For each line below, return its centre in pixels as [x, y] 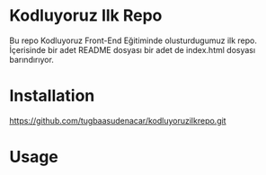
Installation [52, 96]
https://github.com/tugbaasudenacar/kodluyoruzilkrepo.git [118, 120]
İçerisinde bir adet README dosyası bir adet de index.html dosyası [133, 49]
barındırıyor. [31, 59]
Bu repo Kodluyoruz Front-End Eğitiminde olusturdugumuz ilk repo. [133, 40]
